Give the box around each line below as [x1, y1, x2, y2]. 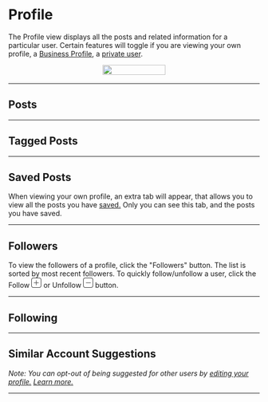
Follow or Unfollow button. [8, 281, 119, 290]
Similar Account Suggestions [8, 347, 157, 361]
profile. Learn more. [8, 376, 74, 386]
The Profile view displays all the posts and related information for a [8, 32, 228, 41]
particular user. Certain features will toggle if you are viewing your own [8, 40, 242, 49]
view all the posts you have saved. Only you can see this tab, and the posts [8, 200, 255, 210]
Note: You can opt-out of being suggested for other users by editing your [8, 368, 249, 378]
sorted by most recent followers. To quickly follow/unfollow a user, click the [8, 269, 257, 278]
